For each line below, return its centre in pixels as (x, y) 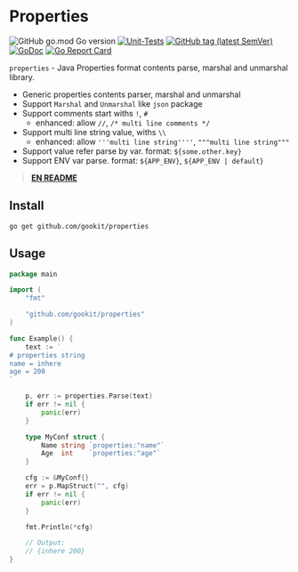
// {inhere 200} (56, 552)
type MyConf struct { (65, 437)
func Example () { (41, 338)
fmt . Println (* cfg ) (59, 527)
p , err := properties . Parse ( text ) (89, 396)
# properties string (48, 355)
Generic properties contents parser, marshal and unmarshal (132, 94)
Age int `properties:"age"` (101, 454)
